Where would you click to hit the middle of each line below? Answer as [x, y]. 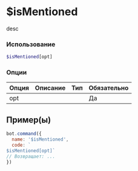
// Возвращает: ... [31, 156]
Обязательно [109, 88]
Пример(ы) [29, 120]
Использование [31, 44]
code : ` [21, 145]
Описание [50, 88]
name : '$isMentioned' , [40, 139]
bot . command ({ [24, 134]
